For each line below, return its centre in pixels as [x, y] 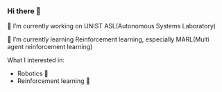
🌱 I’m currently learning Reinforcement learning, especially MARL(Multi [108, 39]
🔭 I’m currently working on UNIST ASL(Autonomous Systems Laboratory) [112, 26]
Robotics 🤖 [33, 74]
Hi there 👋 [24, 11]
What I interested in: [36, 60]
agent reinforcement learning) [50, 47]
